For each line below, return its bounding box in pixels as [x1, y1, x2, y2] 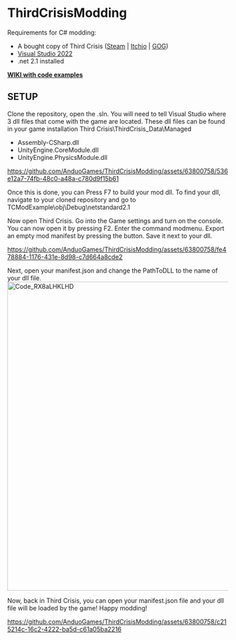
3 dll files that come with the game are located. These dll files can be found [7, 117, 225, 125]
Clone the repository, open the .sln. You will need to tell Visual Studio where [7, 109, 227, 118]
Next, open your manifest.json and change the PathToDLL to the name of [7, 266, 218, 275]
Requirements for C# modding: [7, 28, 97, 37]
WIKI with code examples [7, 70, 83, 79]
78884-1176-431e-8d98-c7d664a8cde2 [7, 252, 123, 261]
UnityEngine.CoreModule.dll [17, 146, 99, 154]
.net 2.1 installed [17, 56, 65, 65]
